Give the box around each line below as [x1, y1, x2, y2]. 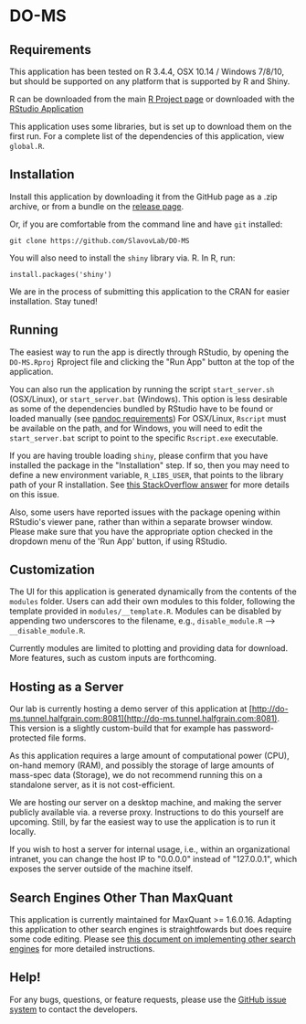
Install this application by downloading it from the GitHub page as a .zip [9, 191, 278, 202]
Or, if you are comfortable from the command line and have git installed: [9, 219, 283, 229]
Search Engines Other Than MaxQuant [9, 890, 233, 905]
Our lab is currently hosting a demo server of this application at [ [9, 703, 253, 714]
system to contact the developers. [9, 1003, 139, 1015]
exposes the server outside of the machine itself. [9, 863, 194, 874]
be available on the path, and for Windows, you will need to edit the [9, 422, 263, 433]
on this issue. [9, 488, 59, 499]
